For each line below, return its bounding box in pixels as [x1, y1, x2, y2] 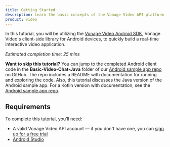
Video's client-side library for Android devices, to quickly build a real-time [5, 36, 159, 42]
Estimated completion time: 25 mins [5, 51, 80, 57]
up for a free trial [12, 131, 48, 137]
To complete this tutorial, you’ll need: [5, 116, 82, 122]
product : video [5, 17, 37, 22]
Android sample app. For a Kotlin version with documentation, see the [5, 82, 151, 88]
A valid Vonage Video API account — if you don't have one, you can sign [12, 126, 164, 132]
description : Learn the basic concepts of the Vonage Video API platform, [5, 12, 166, 17]
